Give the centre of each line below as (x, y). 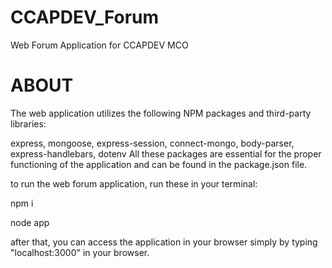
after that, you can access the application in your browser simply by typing (164, 242)
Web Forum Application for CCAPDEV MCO (99, 45)
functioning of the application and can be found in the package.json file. (159, 164)
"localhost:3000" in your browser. (80, 252)
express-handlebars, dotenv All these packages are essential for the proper (166, 153)
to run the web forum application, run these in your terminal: (134, 183)
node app (30, 222)
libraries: (28, 123)
